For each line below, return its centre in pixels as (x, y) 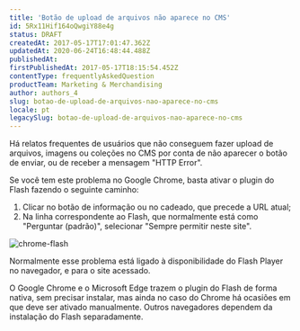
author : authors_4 (44, 93)
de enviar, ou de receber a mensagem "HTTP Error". (106, 163)
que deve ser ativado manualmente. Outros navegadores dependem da (141, 308)
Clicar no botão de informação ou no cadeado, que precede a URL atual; (157, 207)
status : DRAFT (36, 34)
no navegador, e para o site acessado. (80, 271)
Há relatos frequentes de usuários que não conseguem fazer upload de (141, 144)
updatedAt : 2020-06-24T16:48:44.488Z (80, 51)
